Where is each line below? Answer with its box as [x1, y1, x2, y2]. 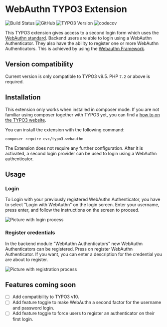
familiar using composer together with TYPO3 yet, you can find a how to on [5, 111, 161, 118]
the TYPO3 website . [5, 117, 46, 123]
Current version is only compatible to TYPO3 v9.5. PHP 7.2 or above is [5, 73, 151, 79]
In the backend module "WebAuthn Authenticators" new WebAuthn [5, 241, 143, 247]
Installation [5, 93, 41, 102]
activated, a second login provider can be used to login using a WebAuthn [5, 150, 157, 156]
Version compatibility [5, 60, 74, 68]
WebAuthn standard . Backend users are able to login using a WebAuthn [5, 35, 152, 41]
